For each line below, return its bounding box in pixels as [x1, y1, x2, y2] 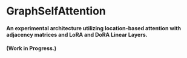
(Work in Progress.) [6, 45, 57, 52]
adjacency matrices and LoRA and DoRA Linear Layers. [6, 31, 148, 38]
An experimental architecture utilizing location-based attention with [6, 24, 182, 31]
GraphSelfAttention [6, 4, 106, 18]
